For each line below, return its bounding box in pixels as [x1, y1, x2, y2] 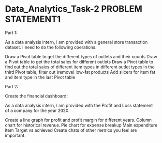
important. [5, 132, 26, 138]
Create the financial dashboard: [5, 93, 68, 99]
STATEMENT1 [5, 14, 61, 25]
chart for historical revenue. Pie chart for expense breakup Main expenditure [5, 122, 158, 128]
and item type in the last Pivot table [5, 74, 75, 80]
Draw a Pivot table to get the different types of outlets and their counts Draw [5, 53, 157, 59]
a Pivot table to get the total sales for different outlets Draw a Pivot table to [5, 59, 154, 64]
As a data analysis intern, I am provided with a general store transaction [5, 39, 148, 45]
